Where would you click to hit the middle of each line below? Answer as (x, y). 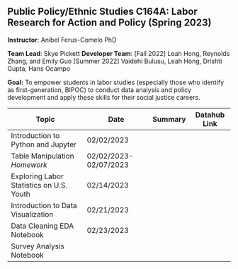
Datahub (210, 115)
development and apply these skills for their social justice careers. (104, 97)
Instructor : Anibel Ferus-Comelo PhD (62, 40)
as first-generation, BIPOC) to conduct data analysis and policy (100, 90)
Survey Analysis (38, 246)
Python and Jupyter (44, 144)
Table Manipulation (42, 156)
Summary (169, 119)
